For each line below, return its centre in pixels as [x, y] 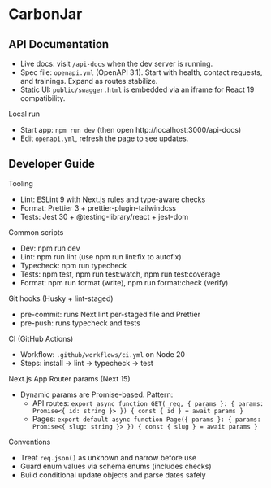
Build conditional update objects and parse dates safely [113, 475]
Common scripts [36, 232]
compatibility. [43, 98]
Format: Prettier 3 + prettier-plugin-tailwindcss [98, 207]
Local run [24, 114]
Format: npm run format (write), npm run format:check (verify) [124, 282]
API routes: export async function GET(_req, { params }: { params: [148, 403]
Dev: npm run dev [50, 248]
